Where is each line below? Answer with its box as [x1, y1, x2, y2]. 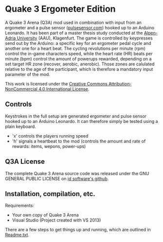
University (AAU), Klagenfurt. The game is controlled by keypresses [17, 35, 153, 41]
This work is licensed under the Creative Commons [5, 81, 108, 86]
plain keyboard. [5, 123, 36, 129]
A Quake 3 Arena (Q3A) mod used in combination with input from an [5, 20, 142, 25]
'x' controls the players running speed [12, 133, 89, 139]
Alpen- [144, 30, 158, 36]
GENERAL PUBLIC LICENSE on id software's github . [5, 176, 109, 181]
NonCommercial [5, 86, 38, 92]
